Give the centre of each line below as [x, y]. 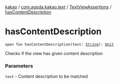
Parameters [19, 66]
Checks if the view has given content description [54, 53]
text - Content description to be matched [47, 76]
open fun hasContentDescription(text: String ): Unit [59, 44]
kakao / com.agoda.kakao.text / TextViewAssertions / [58, 7]
